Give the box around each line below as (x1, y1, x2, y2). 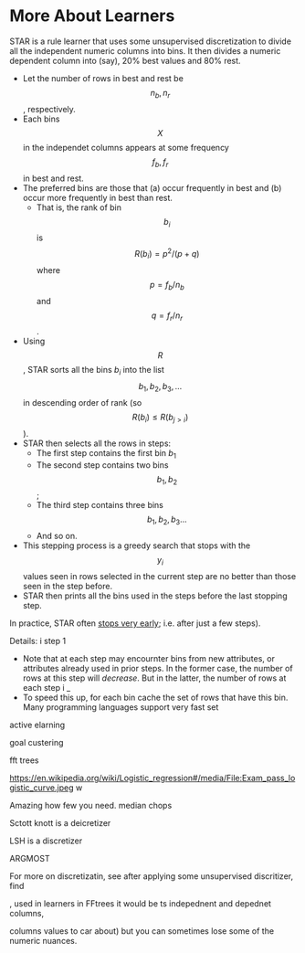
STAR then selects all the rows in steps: (22, 438, 172, 449)
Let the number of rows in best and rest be (22, 72, 184, 83)
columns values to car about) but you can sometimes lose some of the (9, 925, 275, 937)
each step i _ (22, 682, 71, 693)
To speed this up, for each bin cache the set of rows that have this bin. (22, 692, 289, 703)
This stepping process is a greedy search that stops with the (22, 540, 251, 551)
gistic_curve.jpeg (9, 782, 74, 793)
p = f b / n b (149, 279, 184, 292)
